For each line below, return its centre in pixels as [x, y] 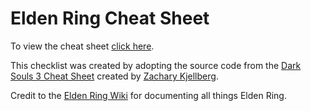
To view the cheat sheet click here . [82, 46]
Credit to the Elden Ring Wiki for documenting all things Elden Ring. [148, 95]
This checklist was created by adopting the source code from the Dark [156, 65]
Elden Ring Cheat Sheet [110, 18]
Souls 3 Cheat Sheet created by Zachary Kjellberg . [114, 76]
